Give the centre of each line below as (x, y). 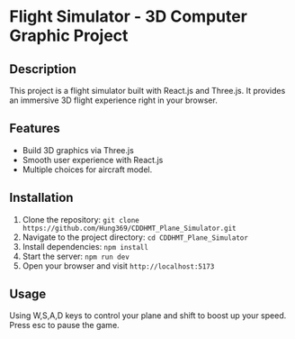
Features (35, 128)
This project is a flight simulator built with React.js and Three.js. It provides (147, 91)
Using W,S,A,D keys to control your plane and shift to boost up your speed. (148, 316)
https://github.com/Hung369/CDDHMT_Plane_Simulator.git (129, 228)
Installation (41, 198)
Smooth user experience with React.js (93, 160)
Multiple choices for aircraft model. (87, 169)
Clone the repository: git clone (80, 219)
